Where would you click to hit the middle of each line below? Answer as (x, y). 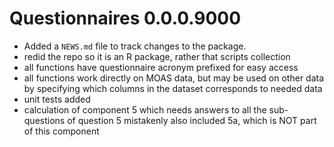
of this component (61, 131)
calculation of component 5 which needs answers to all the (145, 109)
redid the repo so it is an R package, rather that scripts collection (157, 56)
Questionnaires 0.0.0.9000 (125, 18)
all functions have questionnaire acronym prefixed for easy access (161, 67)
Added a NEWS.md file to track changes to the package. (135, 46)
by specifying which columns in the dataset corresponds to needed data (173, 88)
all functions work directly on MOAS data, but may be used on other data (174, 78)
